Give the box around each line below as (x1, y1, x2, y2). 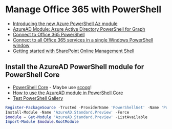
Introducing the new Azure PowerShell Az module (12, 20, 118, 27)
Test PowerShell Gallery (12, 95, 63, 101)
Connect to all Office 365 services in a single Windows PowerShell (12, 37, 154, 43)
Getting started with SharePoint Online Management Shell (12, 48, 135, 54)
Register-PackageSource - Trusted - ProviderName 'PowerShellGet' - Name (5, 105, 159, 110)
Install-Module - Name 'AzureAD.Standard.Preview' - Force (5, 110, 130, 115)
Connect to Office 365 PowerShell (12, 31, 85, 37)
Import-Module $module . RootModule (5, 119, 79, 124)
